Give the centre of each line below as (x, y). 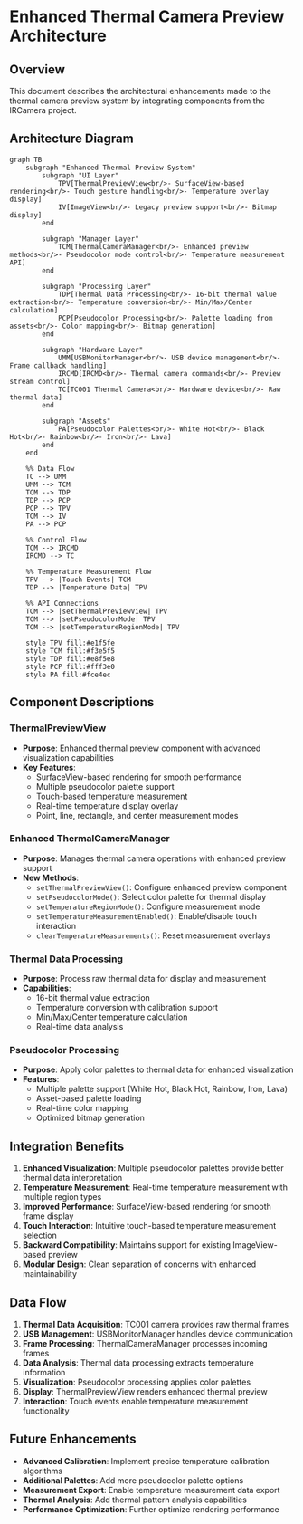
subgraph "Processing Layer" (97, 286)
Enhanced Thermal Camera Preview (147, 17)
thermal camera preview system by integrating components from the (137, 101)
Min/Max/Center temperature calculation (112, 1017)
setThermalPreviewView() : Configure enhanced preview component (161, 887)
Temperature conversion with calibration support (127, 1008)
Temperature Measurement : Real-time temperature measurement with (155, 1187)
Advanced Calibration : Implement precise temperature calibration (146, 1461)
